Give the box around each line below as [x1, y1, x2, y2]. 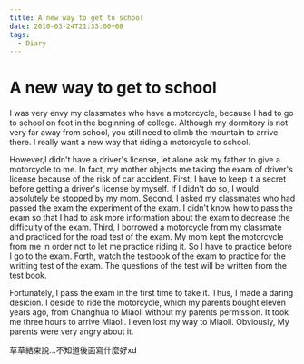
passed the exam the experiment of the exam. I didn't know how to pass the [9, 202, 293, 213]
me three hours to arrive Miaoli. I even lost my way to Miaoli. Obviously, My [9, 317, 290, 328]
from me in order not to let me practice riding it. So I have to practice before [9, 241, 293, 252]
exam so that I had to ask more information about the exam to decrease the [9, 212, 290, 223]
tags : [9, 30, 30, 39]
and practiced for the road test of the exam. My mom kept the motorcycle [9, 231, 284, 242]
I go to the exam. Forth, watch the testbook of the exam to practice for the [9, 251, 286, 261]
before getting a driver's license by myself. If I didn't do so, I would [9, 183, 260, 194]
